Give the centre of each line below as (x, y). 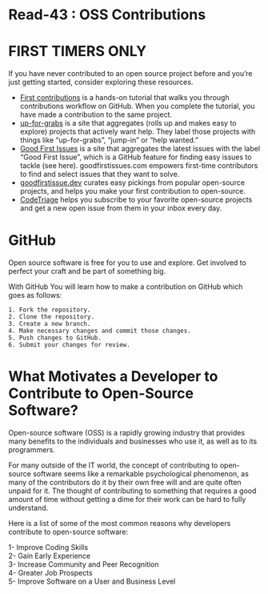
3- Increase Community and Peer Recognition (84, 564)
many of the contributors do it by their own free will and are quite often (125, 482)
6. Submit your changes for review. (69, 345)
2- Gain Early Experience (50, 556)
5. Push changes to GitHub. (55, 338)
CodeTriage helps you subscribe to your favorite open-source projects (136, 200)
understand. (28, 508)
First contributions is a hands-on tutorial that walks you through (124, 98)
